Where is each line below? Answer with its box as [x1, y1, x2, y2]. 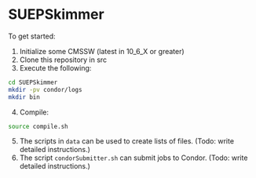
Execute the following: [19, 63, 92, 72]
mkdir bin [8, 93, 41, 101]
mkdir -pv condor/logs [8, 85, 82, 93]
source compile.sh [8, 122, 68, 130]
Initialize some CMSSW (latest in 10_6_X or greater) [19, 46, 185, 56]
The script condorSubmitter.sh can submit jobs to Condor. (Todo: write [19, 153, 248, 162]
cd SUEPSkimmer [8, 78, 58, 86]
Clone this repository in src [19, 55, 108, 64]
